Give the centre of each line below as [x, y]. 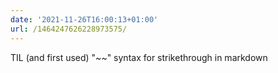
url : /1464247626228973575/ [69, 29]
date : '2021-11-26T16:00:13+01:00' [84, 19]
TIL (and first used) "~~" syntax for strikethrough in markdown [139, 57]
